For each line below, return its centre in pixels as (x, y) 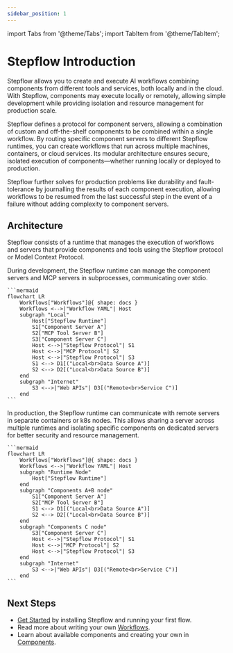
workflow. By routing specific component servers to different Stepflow (107, 138)
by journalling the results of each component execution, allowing (128, 189)
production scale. (32, 110)
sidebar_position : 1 (37, 14)
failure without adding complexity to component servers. (88, 204)
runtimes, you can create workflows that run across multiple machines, (109, 146)
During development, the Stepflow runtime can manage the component (109, 271)
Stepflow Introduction (72, 62)
